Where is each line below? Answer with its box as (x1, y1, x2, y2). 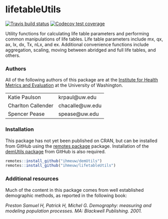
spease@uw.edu (58, 110, 99, 117)
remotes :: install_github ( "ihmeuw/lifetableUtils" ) (5, 163, 116, 168)
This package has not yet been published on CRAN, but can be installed (5, 137, 158, 144)
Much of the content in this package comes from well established (5, 187, 144, 193)
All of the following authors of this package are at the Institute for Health (5, 77, 158, 83)
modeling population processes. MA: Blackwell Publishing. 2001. (5, 208, 142, 214)
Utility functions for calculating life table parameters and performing (5, 30, 150, 36)
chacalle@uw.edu (58, 102, 102, 109)
